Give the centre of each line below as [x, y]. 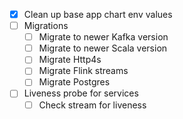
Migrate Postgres [74, 82]
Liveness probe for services [81, 93]
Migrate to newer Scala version [103, 48]
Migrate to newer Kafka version [103, 37]
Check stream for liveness [92, 105]
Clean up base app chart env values [98, 14]
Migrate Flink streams [83, 71]
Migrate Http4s [70, 60]
